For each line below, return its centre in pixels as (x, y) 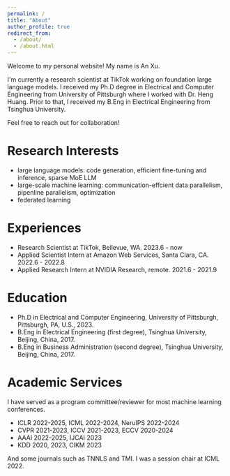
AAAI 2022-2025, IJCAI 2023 (60, 438)
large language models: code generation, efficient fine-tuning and (112, 170)
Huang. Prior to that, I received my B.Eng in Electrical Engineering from (109, 102)
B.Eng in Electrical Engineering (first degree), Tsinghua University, (112, 332)
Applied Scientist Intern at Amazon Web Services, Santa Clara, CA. (113, 255)
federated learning (44, 200)
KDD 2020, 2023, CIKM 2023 (60, 445)
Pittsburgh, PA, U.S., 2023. (55, 325)
